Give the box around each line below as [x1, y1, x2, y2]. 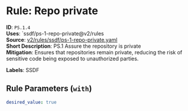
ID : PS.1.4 [6, 24, 31, 31]
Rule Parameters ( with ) [6, 84, 92, 94]
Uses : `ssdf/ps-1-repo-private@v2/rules [6, 30, 105, 37]
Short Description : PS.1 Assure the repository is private [6, 43, 141, 50]
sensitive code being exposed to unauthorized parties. [6, 55, 139, 62]
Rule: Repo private [6, 4, 99, 18]
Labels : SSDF [6, 66, 40, 73]
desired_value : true [6, 99, 57, 105]
